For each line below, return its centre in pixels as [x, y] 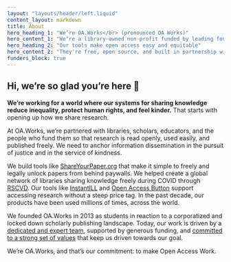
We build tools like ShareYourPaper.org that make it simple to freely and [108, 166]
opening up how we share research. [58, 117]
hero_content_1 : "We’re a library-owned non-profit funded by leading [110, 39]
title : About [26, 26]
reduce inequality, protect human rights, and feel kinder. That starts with [112, 110]
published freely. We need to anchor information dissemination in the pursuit [115, 145]
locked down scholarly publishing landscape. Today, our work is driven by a [114, 223]
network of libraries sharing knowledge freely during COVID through [104, 180]
